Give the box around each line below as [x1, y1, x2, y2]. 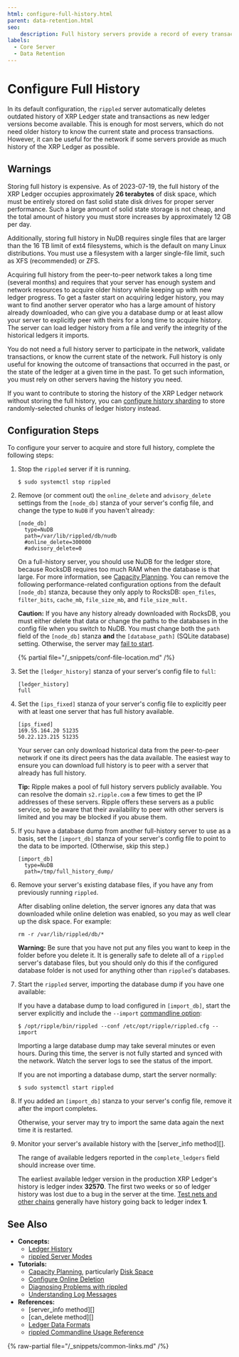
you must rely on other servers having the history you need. [7, 375, 183, 384]
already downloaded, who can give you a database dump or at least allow [7, 308, 223, 317]
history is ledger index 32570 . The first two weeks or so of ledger [17, 1182, 211, 1191]
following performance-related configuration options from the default [17, 580, 221, 589]
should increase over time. [17, 1161, 96, 1169]
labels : [7, 37, 31, 44]
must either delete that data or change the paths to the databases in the [17, 617, 229, 625]
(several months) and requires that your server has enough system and [7, 277, 216, 286]
